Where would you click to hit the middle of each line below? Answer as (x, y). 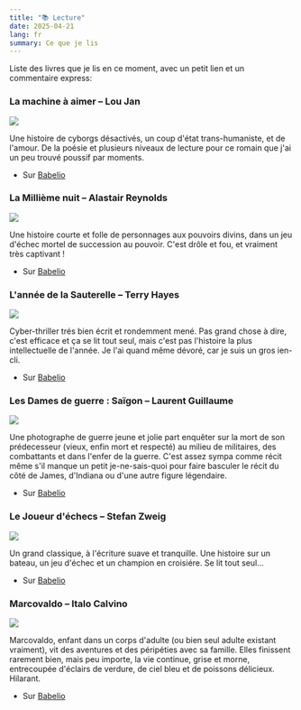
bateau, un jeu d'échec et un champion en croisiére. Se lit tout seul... (137, 562)
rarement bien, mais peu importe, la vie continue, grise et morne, (130, 659)
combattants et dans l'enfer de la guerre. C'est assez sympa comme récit (146, 456)
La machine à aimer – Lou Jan (75, 102)
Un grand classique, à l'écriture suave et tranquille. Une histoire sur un (140, 553)
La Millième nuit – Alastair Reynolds (89, 198)
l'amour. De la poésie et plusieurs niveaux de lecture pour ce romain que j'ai (150, 148)
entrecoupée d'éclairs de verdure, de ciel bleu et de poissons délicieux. (142, 669)
